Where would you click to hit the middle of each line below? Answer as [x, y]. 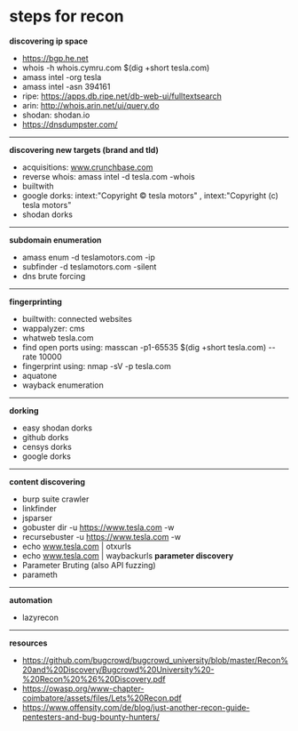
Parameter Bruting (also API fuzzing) [89, 565]
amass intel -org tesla [62, 76]
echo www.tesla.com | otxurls [76, 546]
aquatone [39, 375]
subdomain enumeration [55, 240]
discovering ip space [49, 41]
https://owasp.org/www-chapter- [83, 688]
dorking [24, 410]
